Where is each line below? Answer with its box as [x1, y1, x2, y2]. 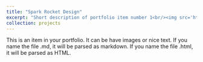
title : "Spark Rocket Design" [6, 8, 83, 15]
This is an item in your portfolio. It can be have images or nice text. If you [6, 37, 187, 44]
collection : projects [6, 20, 61, 26]
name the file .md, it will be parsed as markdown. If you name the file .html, [6, 43, 193, 50]
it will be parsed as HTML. [6, 49, 71, 57]
